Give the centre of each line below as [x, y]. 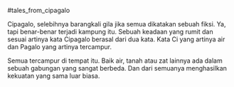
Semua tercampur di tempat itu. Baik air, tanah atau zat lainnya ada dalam [115, 61]
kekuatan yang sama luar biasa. [54, 76]
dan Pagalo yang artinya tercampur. [60, 47]
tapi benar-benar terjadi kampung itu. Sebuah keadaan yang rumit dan [110, 32]
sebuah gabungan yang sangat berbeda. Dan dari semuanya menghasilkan [117, 68]
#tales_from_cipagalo [39, 10]
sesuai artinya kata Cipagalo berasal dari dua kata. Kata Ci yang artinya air [116, 39]
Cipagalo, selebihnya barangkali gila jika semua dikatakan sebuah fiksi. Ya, [117, 24]
